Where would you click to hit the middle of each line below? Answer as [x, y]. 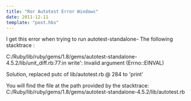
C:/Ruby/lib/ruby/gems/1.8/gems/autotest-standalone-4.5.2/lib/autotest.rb [95, 92]
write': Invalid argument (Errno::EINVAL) [116, 63]
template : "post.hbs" [33, 22]
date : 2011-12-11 [27, 17]
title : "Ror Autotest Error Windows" [52, 11]
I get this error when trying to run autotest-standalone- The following [90, 39]
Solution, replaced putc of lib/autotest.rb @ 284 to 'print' [75, 75]
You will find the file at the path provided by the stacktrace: [78, 86]
